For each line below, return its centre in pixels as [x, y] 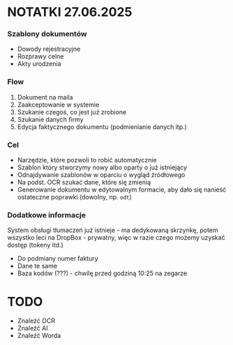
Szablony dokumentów [47, 34]
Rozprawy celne [40, 56]
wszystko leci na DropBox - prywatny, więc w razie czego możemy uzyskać [116, 238]
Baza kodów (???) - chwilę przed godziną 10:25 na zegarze [102, 273]
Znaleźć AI [32, 328]
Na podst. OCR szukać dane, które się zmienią [84, 183]
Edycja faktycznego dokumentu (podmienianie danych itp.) [102, 127]
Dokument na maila [45, 97]
